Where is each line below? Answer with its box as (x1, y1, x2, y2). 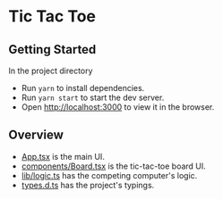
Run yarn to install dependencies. (21, 83, 145, 93)
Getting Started (8, 42, 97, 57)
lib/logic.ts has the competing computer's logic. (21, 170, 198, 180)
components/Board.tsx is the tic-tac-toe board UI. (21, 161, 207, 171)
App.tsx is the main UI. (21, 151, 105, 162)
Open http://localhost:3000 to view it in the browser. (21, 102, 215, 112)
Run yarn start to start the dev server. (21, 92, 165, 103)
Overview (8, 128, 64, 143)
